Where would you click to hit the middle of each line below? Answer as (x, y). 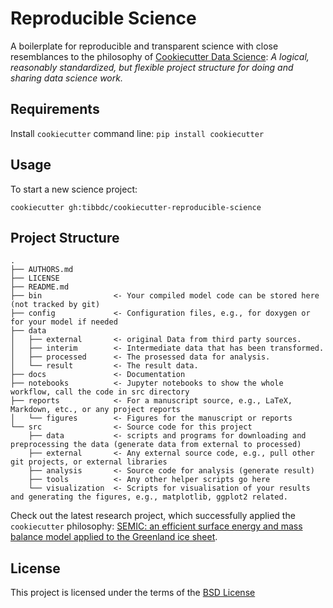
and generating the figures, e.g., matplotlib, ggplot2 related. (149, 497)
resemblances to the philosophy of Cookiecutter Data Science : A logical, (160, 56)
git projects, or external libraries (89, 462)
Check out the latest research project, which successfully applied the (153, 516)
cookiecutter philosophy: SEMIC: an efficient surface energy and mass (156, 526)
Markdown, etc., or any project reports (96, 410)
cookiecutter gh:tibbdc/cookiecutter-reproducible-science (136, 207)
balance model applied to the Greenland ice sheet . (114, 537)
